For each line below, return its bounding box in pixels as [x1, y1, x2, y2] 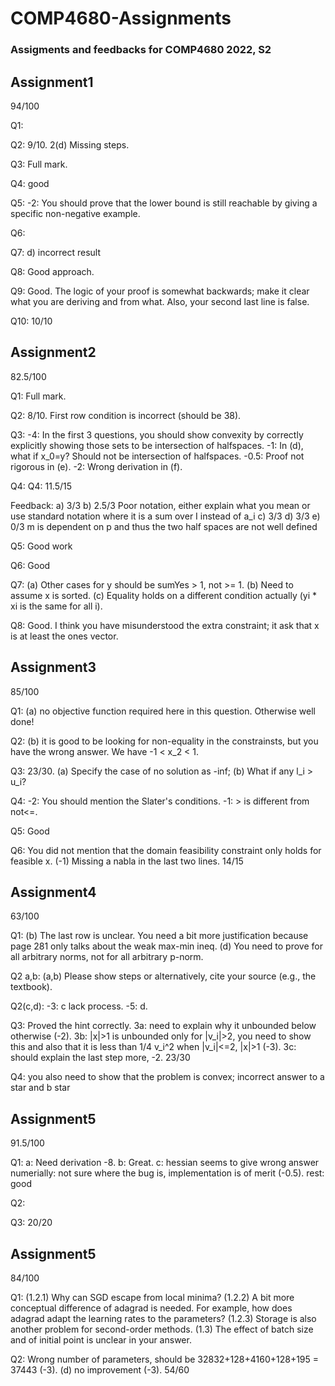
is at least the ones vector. [10, 630, 119, 642]
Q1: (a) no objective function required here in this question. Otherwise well [10, 705, 316, 717]
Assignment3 [10, 659, 97, 676]
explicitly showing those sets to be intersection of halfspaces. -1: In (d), [10, 439, 304, 451]
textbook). [10, 981, 53, 993]
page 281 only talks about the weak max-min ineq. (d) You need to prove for [10, 940, 323, 952]
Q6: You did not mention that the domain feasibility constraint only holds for [10, 844, 322, 856]
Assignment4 [10, 883, 97, 901]
